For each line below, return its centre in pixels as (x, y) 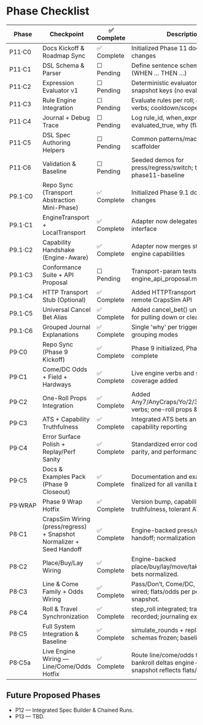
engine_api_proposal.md (166, 278)
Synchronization (65, 616)
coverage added (155, 380)
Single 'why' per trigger (165, 327)
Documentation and (159, 476)
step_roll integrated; (160, 609)
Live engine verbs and (163, 373)
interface (144, 229)
